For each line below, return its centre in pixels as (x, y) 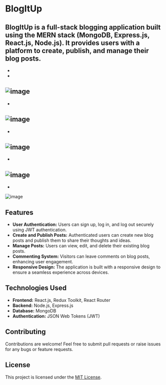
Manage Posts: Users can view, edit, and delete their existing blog (81, 246)
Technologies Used (36, 288)
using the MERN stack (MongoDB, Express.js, (77, 35)
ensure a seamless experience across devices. (60, 272)
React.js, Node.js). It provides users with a (72, 43)
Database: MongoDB (34, 310)
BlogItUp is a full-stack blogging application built (83, 27)
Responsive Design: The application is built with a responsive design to (86, 267)
